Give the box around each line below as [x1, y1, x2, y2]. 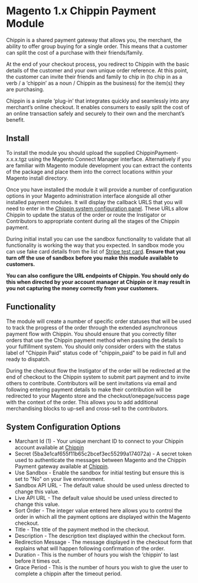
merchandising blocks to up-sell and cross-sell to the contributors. [6, 405, 168, 412]
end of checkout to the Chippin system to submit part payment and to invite [6, 373, 190, 381]
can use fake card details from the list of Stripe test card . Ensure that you [6, 248, 186, 255]
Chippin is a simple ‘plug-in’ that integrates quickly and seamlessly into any [6, 97, 189, 104]
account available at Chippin [14, 444, 85, 451]
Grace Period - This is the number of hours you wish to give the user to [14, 564, 189, 571]
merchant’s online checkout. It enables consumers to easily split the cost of [6, 103, 190, 110]
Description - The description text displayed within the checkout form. [14, 533, 186, 540]
